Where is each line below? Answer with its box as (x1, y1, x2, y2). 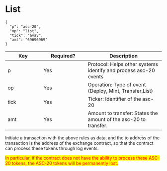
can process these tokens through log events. (5, 145, 99, 151)
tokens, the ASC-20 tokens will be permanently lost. (11, 160, 118, 166)
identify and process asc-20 (87, 67, 155, 74)
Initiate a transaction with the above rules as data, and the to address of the (5, 135, 160, 141)
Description (109, 52, 138, 59)
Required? (51, 52, 76, 59)
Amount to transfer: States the (87, 110, 158, 116)
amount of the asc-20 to (87, 115, 146, 122)
